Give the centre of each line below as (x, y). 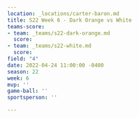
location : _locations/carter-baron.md (63, 14)
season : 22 (23, 71)
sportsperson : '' (32, 98)
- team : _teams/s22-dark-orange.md (59, 33)
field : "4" (23, 59)
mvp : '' (18, 85)
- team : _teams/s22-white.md (49, 46)
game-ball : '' (28, 91)
